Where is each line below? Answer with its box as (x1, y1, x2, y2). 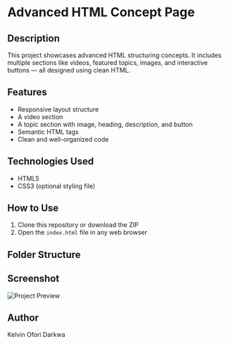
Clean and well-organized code (17, 135, 109, 143)
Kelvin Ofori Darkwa (7, 331, 66, 339)
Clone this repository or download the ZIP (17, 221, 139, 229)
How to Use (7, 202, 59, 214)
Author (7, 312, 39, 324)
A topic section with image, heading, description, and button (17, 120, 193, 128)
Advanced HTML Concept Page (7, 4, 195, 20)
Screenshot (7, 273, 60, 285)
